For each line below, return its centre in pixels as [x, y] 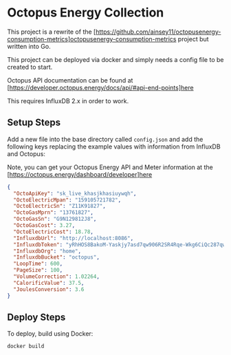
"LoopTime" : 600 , [38, 264]
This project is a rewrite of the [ [52, 32]
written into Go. [29, 46]
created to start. [30, 67]
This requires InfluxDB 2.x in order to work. [68, 100]
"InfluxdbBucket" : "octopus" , [56, 257]
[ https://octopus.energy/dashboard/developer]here [80, 174]
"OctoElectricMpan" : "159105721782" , [67, 200]
